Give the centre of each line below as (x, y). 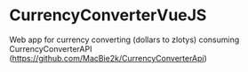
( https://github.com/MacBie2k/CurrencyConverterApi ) (108, 58)
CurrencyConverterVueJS (108, 15)
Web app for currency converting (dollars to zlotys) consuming (124, 40)
